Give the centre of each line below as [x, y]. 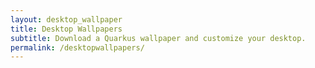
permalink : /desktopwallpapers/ [77, 47]
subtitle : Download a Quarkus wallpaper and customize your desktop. [158, 38]
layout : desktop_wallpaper [66, 19]
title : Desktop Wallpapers [66, 29]
